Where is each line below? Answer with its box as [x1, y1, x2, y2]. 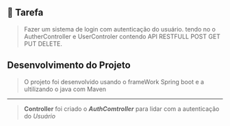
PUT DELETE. [23, 39, 63, 48]
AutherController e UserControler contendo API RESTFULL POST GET [23, 32, 221, 40]
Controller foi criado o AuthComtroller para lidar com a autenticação [23, 104, 220, 113]
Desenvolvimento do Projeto [7, 60, 131, 71]
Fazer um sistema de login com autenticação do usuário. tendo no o [23, 25, 216, 33]
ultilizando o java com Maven [23, 85, 107, 93]
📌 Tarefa [7, 7, 44, 18]
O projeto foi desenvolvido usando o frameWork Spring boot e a [23, 77, 204, 86]
